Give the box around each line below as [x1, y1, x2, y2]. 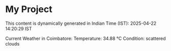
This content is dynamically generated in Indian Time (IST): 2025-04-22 [5, 20, 157, 26]
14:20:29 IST [5, 25, 32, 31]
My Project [5, 4, 53, 15]
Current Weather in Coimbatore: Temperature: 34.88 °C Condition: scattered [5, 35, 166, 41]
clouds [5, 40, 20, 46]
